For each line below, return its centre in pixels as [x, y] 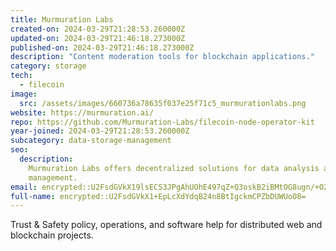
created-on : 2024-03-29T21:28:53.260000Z [98, 29]
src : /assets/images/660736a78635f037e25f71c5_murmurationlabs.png [163, 103]
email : [24, 187]
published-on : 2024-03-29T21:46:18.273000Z [102, 47]
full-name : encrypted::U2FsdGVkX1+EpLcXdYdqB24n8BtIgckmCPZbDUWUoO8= [158, 196]
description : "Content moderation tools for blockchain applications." [162, 57]
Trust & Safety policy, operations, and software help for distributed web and [166, 225]
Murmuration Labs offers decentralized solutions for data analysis [174, 168]
